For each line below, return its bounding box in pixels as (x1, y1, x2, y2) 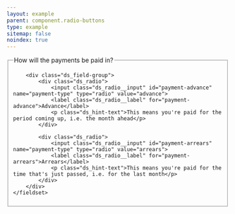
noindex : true (6, 37, 49, 44)
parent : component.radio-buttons (6, 17, 105, 24)
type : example (6, 23, 49, 30)
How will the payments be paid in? (13, 56, 114, 64)
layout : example (6, 10, 54, 18)
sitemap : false (6, 30, 52, 37)
